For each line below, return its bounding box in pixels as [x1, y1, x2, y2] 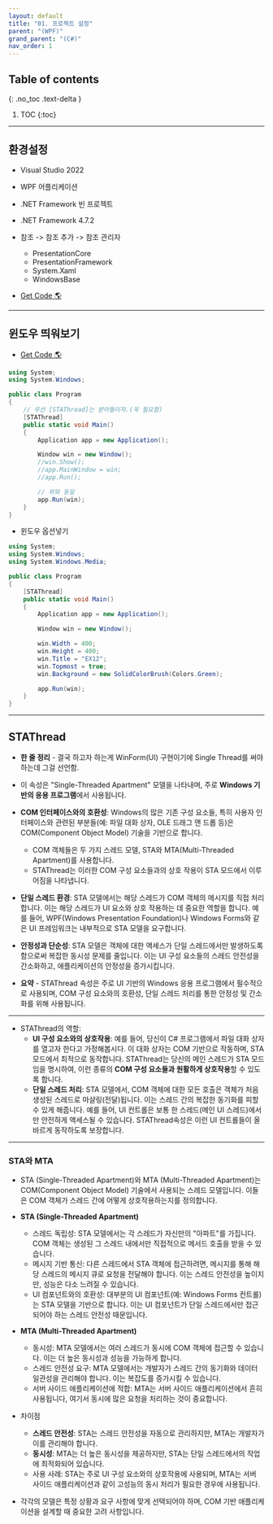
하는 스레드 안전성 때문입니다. [54, 1310, 148, 1320]
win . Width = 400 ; [37, 640, 96, 648]
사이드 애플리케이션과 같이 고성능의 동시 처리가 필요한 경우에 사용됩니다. [32, 1479, 261, 1489]
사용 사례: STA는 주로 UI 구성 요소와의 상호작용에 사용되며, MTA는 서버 [32, 1469, 257, 1479]
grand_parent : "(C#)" [8, 34, 82, 43]
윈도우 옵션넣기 [19, 526, 69, 536]
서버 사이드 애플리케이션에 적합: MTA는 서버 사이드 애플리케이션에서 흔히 [32, 1384, 262, 1394]
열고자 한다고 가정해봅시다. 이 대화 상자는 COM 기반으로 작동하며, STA [41, 1044, 264, 1054]
